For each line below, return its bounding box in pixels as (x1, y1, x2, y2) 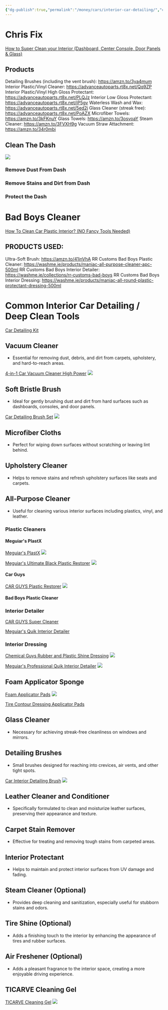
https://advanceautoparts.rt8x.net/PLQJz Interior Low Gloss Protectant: (5, 95, 152, 101)
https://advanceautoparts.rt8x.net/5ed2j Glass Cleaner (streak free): (5, 105, 146, 111)
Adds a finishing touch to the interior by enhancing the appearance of (12, 932, 156, 938)
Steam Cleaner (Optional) (5, 886, 86, 894)
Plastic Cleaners (5, 526, 46, 533)
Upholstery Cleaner (5, 461, 67, 470)
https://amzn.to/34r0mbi (5, 126, 56, 133)
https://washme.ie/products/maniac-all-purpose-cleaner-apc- (23, 261, 152, 267)
